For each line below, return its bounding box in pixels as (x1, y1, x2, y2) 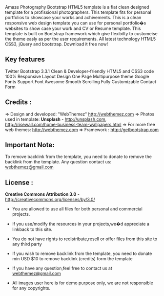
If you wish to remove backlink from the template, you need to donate (12, 250, 152, 256)
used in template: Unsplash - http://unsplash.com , (5, 116, 106, 122)
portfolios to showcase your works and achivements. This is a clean (5, 15, 142, 20)
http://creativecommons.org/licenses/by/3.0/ (5, 197, 95, 203)
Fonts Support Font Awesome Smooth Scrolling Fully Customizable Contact (5, 78, 157, 85)
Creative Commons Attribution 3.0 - (5, 191, 80, 197)
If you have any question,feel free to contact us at (12, 265, 112, 271)
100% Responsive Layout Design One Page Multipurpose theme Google (5, 73, 149, 79)
